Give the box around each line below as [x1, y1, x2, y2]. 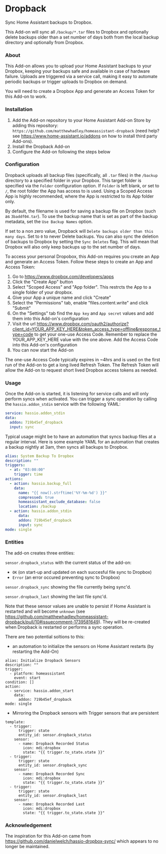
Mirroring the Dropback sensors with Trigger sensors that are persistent [12, 710, 159, 716]
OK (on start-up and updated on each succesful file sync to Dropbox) [12, 569, 152, 575]
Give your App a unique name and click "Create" [12, 295, 111, 300]
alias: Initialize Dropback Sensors [5, 658, 81, 663]
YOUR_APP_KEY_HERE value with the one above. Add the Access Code [12, 337, 158, 342]
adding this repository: [12, 122, 58, 128]
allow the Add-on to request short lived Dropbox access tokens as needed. [5, 367, 158, 373]
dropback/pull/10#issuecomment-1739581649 [5, 619, 99, 625]
